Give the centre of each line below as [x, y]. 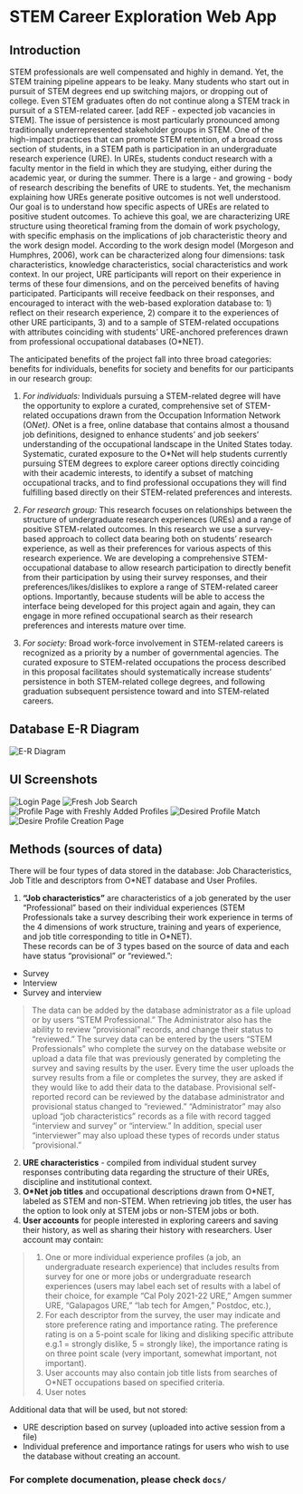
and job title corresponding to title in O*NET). [107, 936]
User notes [66, 1392]
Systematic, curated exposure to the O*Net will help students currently [155, 454]
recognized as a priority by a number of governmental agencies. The [151, 653]
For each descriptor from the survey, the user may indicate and [163, 1315]
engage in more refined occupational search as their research [137, 616]
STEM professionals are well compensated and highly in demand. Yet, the [147, 72]
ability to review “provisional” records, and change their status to [152, 1030]
